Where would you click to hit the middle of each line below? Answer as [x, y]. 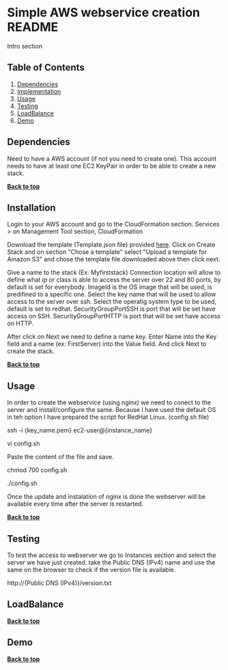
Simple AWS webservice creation [103, 13]
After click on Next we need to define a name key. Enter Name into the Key [112, 337]
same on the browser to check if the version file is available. [91, 570]
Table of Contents [46, 67]
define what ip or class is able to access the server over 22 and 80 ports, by [114, 280]
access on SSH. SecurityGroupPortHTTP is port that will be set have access [114, 316]
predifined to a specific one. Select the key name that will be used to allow [112, 294]
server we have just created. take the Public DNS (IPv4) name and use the [111, 562]
